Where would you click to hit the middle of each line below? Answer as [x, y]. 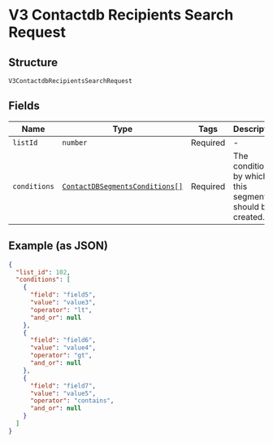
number [75, 143]
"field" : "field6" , [63, 340]
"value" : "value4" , [63, 348]
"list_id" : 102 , [43, 272]
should [246, 207]
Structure [33, 62]
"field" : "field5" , [63, 295]
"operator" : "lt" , [61, 310]
